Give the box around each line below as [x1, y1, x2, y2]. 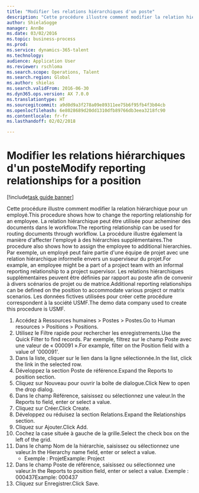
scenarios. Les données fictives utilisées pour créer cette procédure [6, 293, 173, 300]
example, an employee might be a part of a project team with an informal [6, 262, 184, 269]
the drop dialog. [15, 386, 54, 393]
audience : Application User [6, 58, 76, 64]
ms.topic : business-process [6, 36, 76, 42]
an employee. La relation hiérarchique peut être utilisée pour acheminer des [6, 218, 191, 225]
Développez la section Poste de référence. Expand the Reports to [15, 367, 173, 374]
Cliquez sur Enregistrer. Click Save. [15, 480, 100, 487]
